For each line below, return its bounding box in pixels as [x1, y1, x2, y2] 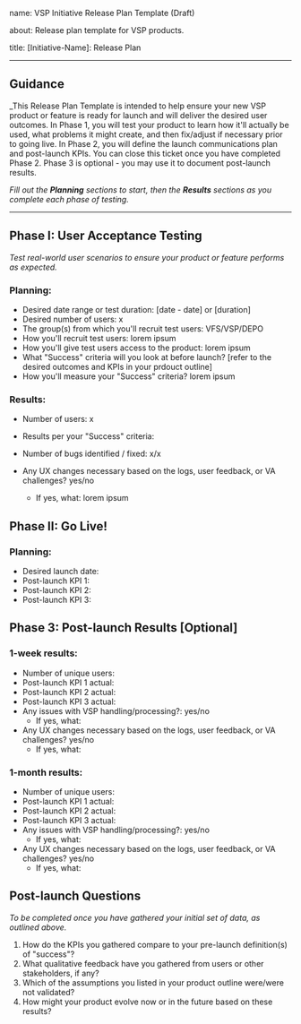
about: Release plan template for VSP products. [9, 25, 185, 35]
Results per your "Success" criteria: [21, 431, 155, 442]
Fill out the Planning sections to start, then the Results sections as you [9, 184, 271, 195]
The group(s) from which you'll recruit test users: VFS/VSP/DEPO [21, 323, 264, 334]
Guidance [9, 76, 64, 92]
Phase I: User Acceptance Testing [9, 228, 203, 244]
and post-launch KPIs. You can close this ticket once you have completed [9, 148, 280, 159]
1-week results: [9, 647, 78, 659]
